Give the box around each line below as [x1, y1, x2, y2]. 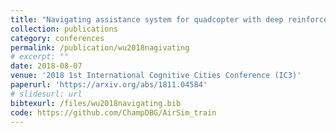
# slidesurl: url [10, 89, 83, 99]
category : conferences [10, 33, 105, 43]
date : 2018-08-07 [10, 61, 83, 71]
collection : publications [10, 24, 118, 34]
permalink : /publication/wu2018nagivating [10, 42, 190, 53]
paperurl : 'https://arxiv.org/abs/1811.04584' [10, 80, 208, 90]
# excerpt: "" [10, 52, 70, 62]
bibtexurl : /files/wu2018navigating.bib [10, 98, 182, 108]
